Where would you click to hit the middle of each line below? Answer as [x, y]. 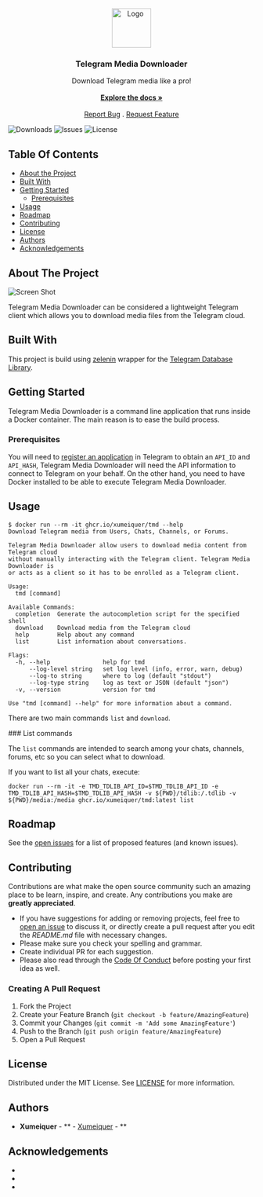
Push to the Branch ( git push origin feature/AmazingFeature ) [120, 1031]
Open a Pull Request [52, 1039]
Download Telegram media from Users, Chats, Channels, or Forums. [119, 531]
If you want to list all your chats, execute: [74, 772]
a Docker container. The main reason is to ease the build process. [114, 419]
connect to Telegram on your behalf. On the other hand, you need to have [126, 473]
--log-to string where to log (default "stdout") [120, 675]
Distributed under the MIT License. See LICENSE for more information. [122, 1083]
